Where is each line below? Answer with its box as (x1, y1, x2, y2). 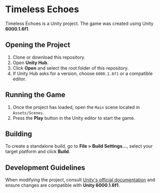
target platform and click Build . (5, 149, 70, 155)
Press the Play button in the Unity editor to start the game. (12, 115, 136, 121)
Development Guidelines (5, 163, 86, 172)
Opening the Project (5, 41, 70, 49)
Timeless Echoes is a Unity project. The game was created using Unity (5, 20, 154, 26)
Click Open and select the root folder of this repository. (12, 65, 129, 71)
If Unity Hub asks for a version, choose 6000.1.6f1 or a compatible (12, 70, 153, 76)
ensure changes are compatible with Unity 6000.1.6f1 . (5, 182, 120, 188)
